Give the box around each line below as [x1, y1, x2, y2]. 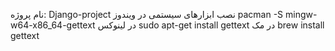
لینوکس [97, 19, 127, 31]
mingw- [285, 9, 318, 20]
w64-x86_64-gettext [10, 19, 96, 31]
